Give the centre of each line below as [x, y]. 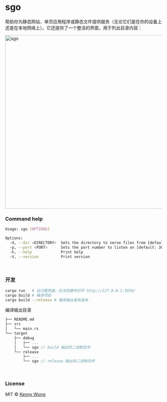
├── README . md [20, 320]
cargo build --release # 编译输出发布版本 [47, 300]
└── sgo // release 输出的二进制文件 [59, 361]
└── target [16, 334]
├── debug [24, 338]
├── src [13, 324]
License [15, 384]
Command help [24, 219]
